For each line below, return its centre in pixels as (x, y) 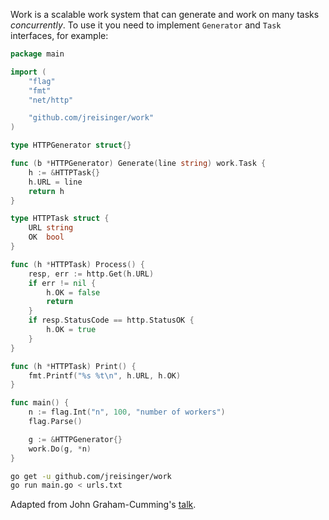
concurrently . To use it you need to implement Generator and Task (146, 25)
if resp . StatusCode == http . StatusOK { (111, 320)
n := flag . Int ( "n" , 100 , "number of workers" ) (127, 412)
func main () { (40, 403)
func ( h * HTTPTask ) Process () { (77, 264)
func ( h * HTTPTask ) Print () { (73, 366)
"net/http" (51, 100)
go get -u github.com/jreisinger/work (91, 476)
